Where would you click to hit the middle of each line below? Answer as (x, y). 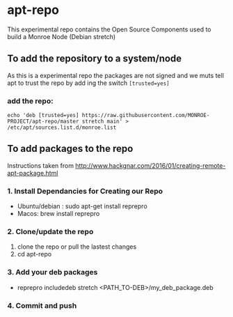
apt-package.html (33, 173)
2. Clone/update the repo (50, 232)
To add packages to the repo (70, 149)
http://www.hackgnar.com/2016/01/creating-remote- (151, 165)
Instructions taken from (41, 165)
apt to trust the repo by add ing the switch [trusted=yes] (88, 83)
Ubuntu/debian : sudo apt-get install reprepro (82, 206)
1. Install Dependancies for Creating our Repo (85, 191)
